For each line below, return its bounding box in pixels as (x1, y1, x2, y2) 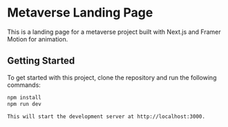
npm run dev (7, 100, 41, 108)
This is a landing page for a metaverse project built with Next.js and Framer (7, 28, 221, 36)
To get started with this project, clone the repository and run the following (7, 73, 217, 81)
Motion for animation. (7, 35, 68, 43)
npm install (7, 94, 41, 101)
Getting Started (7, 55, 75, 67)
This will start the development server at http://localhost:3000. (7, 113, 206, 120)
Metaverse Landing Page (7, 5, 153, 21)
